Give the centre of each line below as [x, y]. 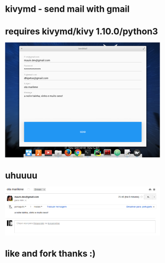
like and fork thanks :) [50, 253]
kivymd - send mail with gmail [68, 9]
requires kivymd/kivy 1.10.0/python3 [82, 32]
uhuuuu [21, 175]
